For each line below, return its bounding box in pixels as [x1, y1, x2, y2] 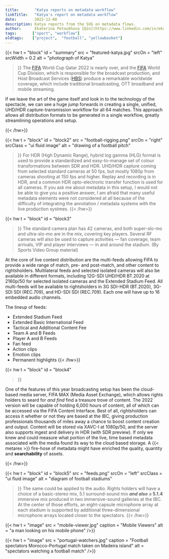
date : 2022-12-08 [5, 17, 57, 22]
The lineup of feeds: [5, 304, 47, 310]
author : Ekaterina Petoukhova [5, 26, 80, 31]
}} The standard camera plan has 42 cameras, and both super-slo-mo [17, 225, 162, 231]
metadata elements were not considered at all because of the [17, 195, 145, 201]
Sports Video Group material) [17, 247, 78, 253]
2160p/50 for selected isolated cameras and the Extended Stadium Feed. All [5, 278, 163, 284]
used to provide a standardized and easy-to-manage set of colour [17, 157, 154, 163]
